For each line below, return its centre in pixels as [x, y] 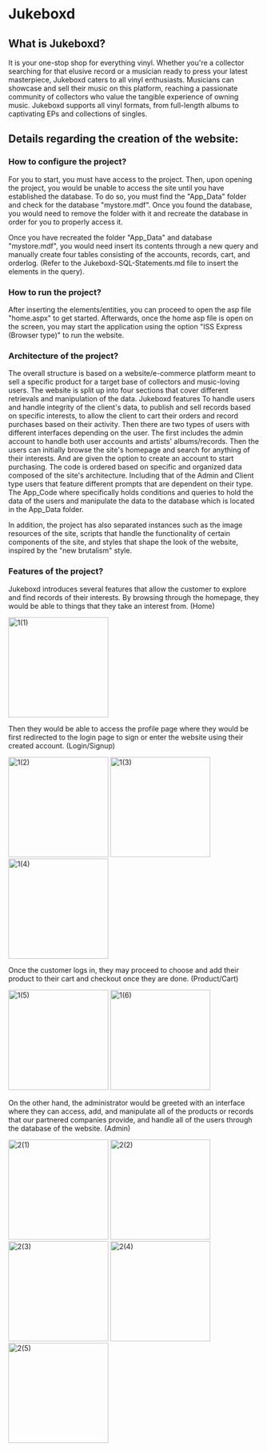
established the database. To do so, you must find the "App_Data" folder [128, 196]
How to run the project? [55, 292]
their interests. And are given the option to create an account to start [121, 458]
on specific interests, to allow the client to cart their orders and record [123, 416]
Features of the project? [56, 571]
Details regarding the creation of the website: [124, 139]
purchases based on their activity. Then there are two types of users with [129, 425]
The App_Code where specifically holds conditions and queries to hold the [131, 493]
